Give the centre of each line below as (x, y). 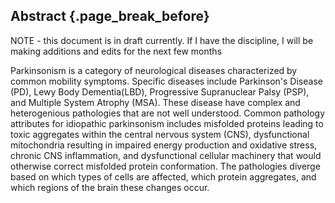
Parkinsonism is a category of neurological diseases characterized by (154, 70)
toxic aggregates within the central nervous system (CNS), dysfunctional (160, 134)
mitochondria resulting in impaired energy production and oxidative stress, (164, 145)
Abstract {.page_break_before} (110, 16)
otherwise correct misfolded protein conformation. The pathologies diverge (165, 166)
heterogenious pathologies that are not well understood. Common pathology (168, 113)
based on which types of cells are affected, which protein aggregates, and (163, 176)
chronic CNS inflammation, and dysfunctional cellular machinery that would (166, 155)
